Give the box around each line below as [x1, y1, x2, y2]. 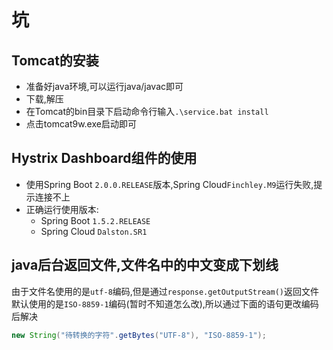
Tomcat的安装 [11, 52, 99, 69]
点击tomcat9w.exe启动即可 [25, 118, 137, 130]
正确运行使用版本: [25, 203, 99, 215]
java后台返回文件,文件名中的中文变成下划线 [11, 257, 279, 274]
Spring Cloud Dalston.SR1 [40, 225, 148, 237]
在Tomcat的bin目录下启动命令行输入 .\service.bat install [25, 106, 269, 117]
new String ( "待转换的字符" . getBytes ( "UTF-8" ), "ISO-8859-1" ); [11, 330, 267, 340]
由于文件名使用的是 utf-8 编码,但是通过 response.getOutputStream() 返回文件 [11, 285, 319, 297]
